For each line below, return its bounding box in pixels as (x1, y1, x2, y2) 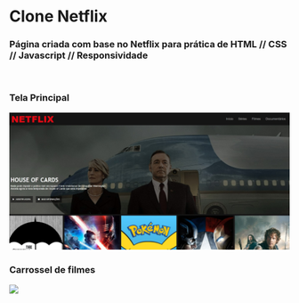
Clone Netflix (9, 6, 109, 27)
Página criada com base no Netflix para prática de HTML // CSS (9, 38, 287, 51)
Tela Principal (9, 92, 69, 104)
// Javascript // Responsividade (9, 49, 149, 61)
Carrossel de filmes (9, 264, 96, 276)
